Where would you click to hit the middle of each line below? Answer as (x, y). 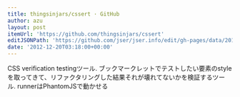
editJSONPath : (29, 41)
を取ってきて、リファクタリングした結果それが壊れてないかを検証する (110, 77)
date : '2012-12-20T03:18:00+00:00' (60, 47)
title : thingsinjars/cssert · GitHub (64, 14)
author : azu (25, 21)
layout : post (27, 27)
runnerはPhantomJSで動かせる (62, 86)
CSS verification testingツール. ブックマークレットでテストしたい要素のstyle (120, 68)
